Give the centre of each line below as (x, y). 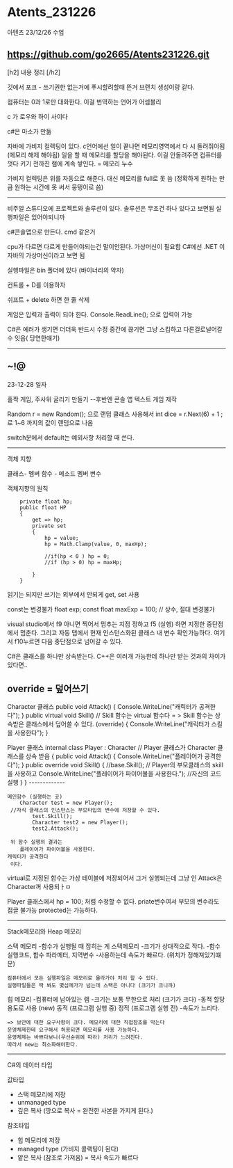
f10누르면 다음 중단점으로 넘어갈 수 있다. (69, 641)
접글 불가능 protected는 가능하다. (53, 910)
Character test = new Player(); (66, 803)
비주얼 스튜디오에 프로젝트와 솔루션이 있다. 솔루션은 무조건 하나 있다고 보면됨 (111, 208)
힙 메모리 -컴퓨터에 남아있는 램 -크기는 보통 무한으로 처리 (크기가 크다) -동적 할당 (116, 1000)
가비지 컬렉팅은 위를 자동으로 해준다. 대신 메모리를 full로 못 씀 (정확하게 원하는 (112, 178)
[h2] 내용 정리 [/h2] (34, 72)
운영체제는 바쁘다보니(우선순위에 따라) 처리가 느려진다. (75, 1037)
